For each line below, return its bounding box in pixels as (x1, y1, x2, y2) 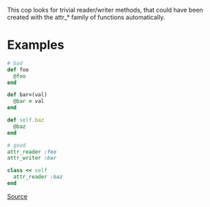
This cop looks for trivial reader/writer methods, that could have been (7, 6, 204, 14)
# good (7, 142, 26, 149)
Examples (7, 37, 65, 53)
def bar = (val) (7, 91, 48, 98)
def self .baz (7, 117, 45, 124)
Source (7, 192, 27, 200)
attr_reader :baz (13, 173, 63, 181)
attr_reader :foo (7, 148, 57, 155)
